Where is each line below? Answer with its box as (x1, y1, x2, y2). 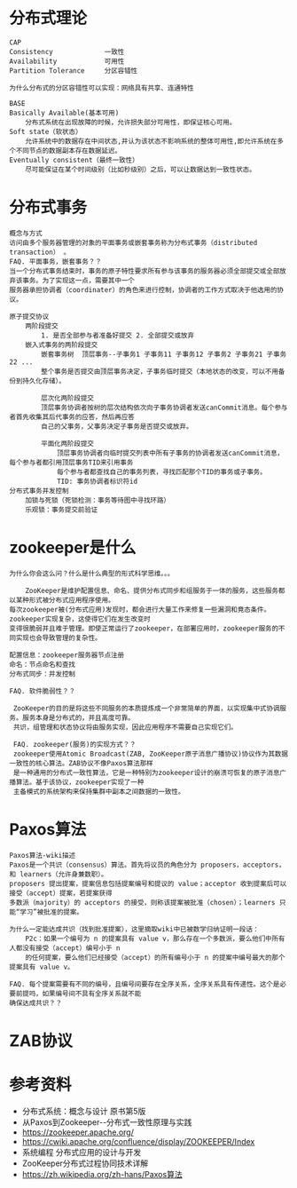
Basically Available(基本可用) (9, 108, 120, 117)
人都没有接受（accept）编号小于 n (9, 943, 121, 953)
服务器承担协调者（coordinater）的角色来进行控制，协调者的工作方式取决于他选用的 (9, 285, 277, 294)
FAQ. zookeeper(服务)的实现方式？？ (12, 740, 137, 748)
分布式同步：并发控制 (9, 669, 75, 678)
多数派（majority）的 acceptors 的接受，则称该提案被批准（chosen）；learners (9, 898, 276, 907)
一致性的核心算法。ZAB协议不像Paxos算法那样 (9, 758, 153, 768)
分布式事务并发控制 (9, 486, 69, 495)
